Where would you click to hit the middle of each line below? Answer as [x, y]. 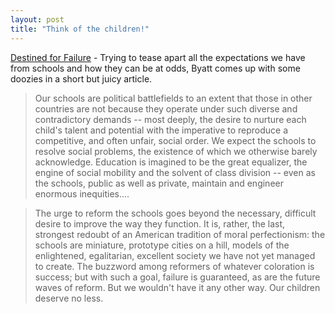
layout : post [37, 19]
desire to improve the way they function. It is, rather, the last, [160, 223]
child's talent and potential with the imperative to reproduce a [161, 130]
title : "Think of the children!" [80, 29]
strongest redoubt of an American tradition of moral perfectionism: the [180, 234]
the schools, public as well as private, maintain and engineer [159, 183]
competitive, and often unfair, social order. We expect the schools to [175, 140]
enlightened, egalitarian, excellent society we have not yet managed [175, 255]
